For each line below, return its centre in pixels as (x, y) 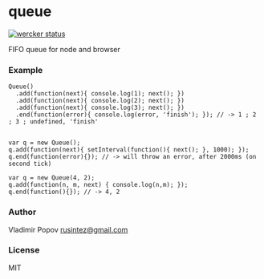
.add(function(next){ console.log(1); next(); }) (100, 94)
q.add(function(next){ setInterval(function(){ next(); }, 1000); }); (129, 150)
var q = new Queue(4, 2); (51, 178)
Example (26, 70)
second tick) (30, 164)
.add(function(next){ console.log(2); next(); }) (100, 101)
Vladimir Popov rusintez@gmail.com (68, 229)
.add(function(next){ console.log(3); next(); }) (100, 108)
